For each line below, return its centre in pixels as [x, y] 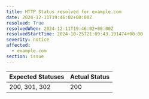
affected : [19, 46]
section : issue [25, 56]
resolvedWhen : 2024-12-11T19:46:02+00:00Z [60, 28]
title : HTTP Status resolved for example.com [64, 12]
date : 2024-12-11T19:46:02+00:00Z [49, 17]
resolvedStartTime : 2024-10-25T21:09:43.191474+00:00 [75, 34]
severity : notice [28, 40]
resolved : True [25, 23]
